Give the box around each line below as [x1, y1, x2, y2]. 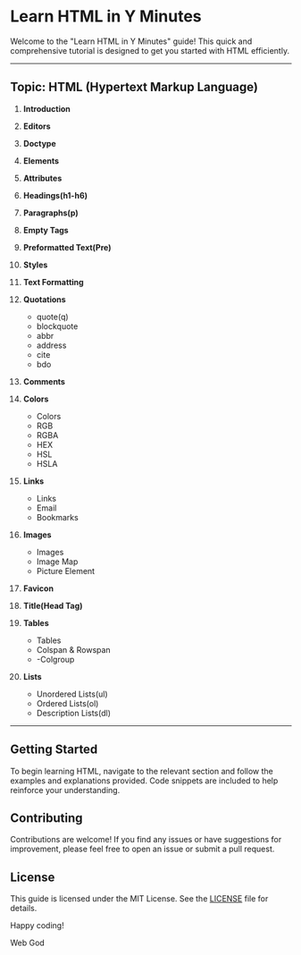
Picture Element [36, 565, 96, 576]
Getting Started [10, 742, 98, 757]
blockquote [36, 320, 79, 332]
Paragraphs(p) [22, 207, 79, 218]
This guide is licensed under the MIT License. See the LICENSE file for [10, 893, 269, 904]
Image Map [36, 556, 79, 567]
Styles [22, 259, 48, 270]
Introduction [22, 103, 71, 114]
